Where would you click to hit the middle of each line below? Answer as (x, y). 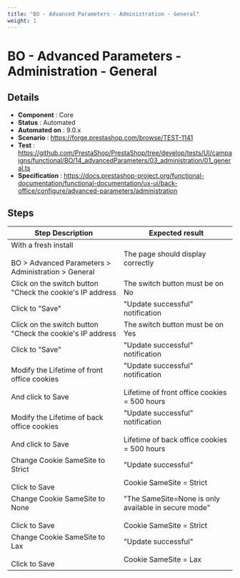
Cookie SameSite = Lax (163, 559)
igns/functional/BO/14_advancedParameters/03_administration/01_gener (124, 160)
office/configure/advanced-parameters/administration (97, 191)
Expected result (176, 233)
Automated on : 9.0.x (49, 130)
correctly (139, 263)
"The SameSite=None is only (172, 499)
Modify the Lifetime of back (57, 417)
